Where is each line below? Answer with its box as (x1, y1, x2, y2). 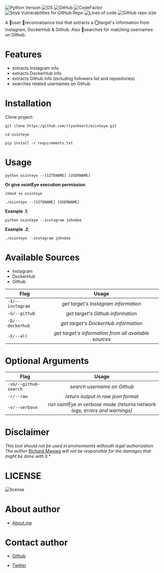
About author (5, 504, 61, 515)
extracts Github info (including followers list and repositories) (12, 75, 135, 81)
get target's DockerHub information (61, 320, 143, 326)
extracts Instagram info (12, 65, 59, 71)
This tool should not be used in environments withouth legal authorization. (5, 443, 155, 449)
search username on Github (70, 383, 134, 390)
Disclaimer (5, 426, 50, 437)
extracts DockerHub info (12, 70, 62, 76)
